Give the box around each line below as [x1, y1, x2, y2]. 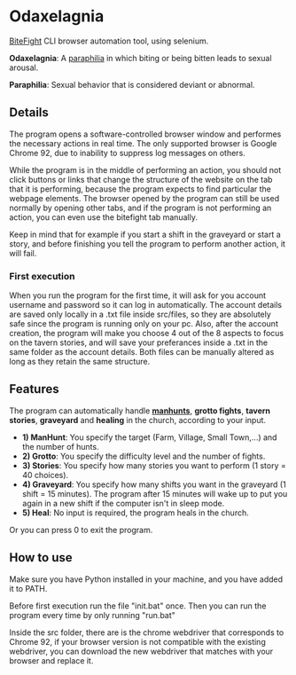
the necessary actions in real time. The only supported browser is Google [9, 137, 277, 148]
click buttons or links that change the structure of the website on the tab [9, 174, 273, 184]
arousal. [9, 62, 39, 73]
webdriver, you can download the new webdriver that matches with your [9, 646, 274, 656]
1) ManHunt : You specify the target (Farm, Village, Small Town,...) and [21, 432, 277, 443]
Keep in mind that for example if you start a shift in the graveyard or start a [9, 229, 281, 239]
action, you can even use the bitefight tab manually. [9, 211, 198, 223]
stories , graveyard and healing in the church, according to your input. [9, 414, 267, 425]
